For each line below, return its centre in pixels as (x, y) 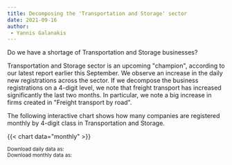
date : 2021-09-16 (32, 20)
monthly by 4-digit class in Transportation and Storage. (86, 123)
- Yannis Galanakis (38, 33)
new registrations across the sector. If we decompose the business (103, 81)
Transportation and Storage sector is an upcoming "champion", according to (116, 66)
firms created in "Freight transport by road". (70, 103)
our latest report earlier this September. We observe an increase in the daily (115, 73)
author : (18, 26)
